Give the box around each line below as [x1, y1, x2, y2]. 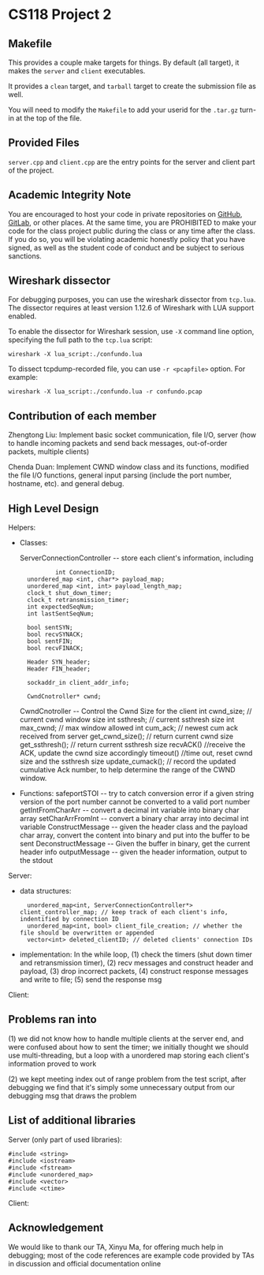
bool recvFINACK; [27, 645, 84, 652]
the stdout [19, 856, 54, 865]
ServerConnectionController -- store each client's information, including [19, 553, 254, 563]
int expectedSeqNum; [27, 603, 95, 611]
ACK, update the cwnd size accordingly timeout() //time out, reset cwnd [19, 749, 253, 758]
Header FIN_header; [27, 665, 91, 673]
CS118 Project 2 [8, 6, 112, 24]
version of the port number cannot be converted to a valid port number [19, 797, 251, 807]
